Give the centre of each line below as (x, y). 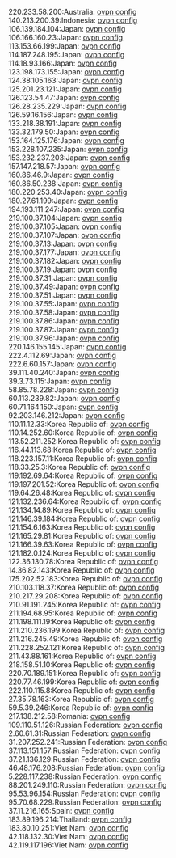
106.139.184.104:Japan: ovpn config (67, 29)
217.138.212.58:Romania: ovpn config (69, 716)
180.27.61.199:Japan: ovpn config (63, 201)
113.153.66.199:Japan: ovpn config (65, 46)
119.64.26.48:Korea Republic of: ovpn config (82, 493)
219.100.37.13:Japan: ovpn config (63, 243)
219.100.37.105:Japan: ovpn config (65, 226)
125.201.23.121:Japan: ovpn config (65, 89)
